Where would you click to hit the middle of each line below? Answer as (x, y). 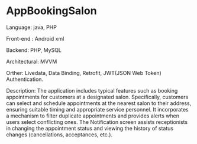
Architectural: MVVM (32, 61)
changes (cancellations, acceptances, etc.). (59, 135)
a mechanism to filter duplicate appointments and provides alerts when (93, 116)
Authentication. (25, 79)
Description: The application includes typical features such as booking (92, 90)
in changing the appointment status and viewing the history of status (90, 128)
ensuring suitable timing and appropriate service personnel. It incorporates (97, 109)
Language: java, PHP (32, 27)
